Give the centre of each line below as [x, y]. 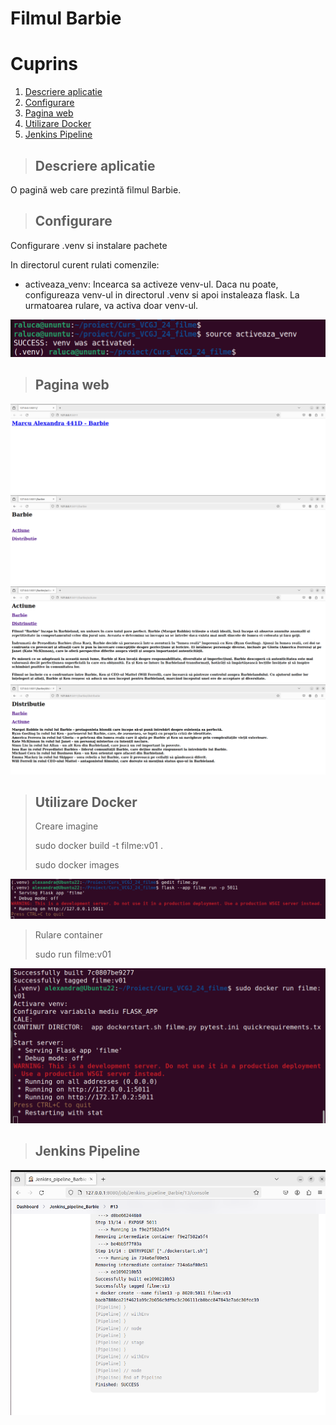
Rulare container [68, 934]
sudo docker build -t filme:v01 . [98, 846]
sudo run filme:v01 [73, 954]
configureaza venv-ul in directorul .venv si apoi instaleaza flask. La [162, 294]
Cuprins [44, 64]
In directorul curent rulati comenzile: [85, 264]
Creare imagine [66, 826]
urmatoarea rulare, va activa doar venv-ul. [111, 305]
